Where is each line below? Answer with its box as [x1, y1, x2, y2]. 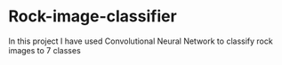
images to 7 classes [8, 45, 81, 55]
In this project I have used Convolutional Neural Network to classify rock [8, 36, 273, 46]
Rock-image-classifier [8, 6, 177, 27]
